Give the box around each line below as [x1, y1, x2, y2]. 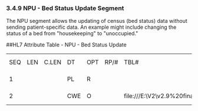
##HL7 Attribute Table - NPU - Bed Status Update [6, 41, 127, 48]
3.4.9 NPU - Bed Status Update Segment [6, 4, 124, 12]
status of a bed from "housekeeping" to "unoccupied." [6, 30, 138, 37]
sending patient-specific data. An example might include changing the [6, 23, 177, 31]
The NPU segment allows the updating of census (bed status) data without [6, 18, 187, 25]
